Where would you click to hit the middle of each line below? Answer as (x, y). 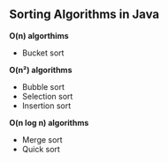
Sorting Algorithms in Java (84, 15)
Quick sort (41, 149)
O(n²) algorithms (41, 70)
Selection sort (47, 96)
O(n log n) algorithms (49, 122)
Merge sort (42, 139)
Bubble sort (43, 86)
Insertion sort (46, 106)
